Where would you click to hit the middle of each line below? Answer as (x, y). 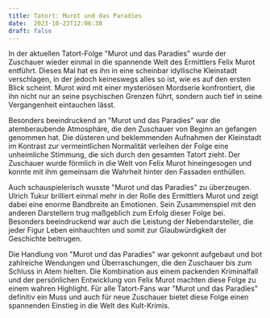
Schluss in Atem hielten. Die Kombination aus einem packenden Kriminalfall (133, 271)
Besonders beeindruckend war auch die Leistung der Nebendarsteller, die (131, 221)
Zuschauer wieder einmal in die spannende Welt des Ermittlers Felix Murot (132, 62)
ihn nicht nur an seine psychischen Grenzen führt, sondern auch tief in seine (135, 97)
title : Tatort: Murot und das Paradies (75, 16)
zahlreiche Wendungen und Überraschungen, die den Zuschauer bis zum (130, 263)
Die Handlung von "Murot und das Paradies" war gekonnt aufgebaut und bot (135, 254)
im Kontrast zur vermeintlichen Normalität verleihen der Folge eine (118, 147)
